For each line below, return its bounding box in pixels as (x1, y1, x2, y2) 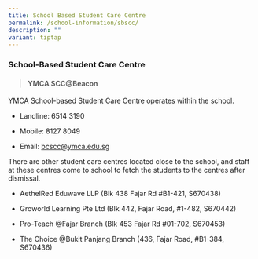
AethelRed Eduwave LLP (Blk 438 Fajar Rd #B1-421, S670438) (19, 189, 222, 199)
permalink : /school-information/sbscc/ (8, 19, 139, 27)
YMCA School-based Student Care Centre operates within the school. (8, 96, 234, 106)
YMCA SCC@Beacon (27, 78, 98, 88)
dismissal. (8, 173, 41, 183)
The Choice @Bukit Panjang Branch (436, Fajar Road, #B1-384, (19, 235, 224, 244)
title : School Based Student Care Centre (8, 11, 146, 20)
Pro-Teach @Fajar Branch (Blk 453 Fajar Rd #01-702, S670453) (19, 219, 226, 228)
